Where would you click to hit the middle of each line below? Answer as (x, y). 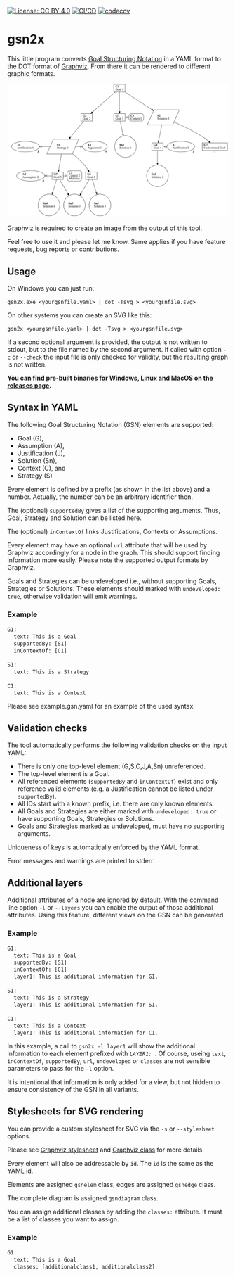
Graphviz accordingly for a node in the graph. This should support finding (114, 552)
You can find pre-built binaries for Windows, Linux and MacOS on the (110, 378)
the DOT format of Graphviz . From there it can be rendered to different (109, 66)
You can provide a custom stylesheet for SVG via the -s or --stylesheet (111, 1129)
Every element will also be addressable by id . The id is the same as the (110, 1163)
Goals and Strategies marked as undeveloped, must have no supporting (121, 826)
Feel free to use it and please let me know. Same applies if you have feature (116, 242)
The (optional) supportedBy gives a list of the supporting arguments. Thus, (114, 510)
